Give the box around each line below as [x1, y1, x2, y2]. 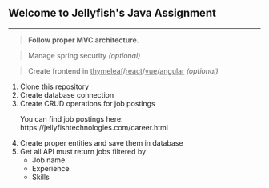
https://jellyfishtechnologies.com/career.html [19, 122, 168, 132]
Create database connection [19, 90, 114, 99]
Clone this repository [19, 82, 90, 91]
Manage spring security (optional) [27, 50, 141, 60]
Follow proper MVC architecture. [27, 35, 139, 45]
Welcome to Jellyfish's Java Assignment [8, 6, 216, 20]
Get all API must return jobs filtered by [19, 146, 147, 156]
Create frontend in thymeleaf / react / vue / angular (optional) [27, 66, 219, 75]
